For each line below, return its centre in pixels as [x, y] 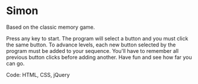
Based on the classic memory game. [51, 27]
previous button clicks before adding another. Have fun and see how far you [99, 57]
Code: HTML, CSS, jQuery [38, 75]
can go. [15, 63]
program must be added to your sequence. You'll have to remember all [92, 51]
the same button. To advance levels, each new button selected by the [91, 45]
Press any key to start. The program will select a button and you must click [97, 38]
